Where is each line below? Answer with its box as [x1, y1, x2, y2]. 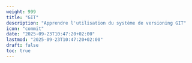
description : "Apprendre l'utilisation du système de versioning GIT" [6, 20, 187, 26]
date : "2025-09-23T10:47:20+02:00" [6, 31, 95, 37]
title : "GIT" [6, 14, 39, 20]
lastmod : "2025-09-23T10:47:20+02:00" [6, 37, 103, 43]
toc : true [6, 48, 31, 54]
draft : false [6, 43, 39, 49]
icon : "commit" [6, 25, 44, 32]
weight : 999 [6, 8, 36, 15]
